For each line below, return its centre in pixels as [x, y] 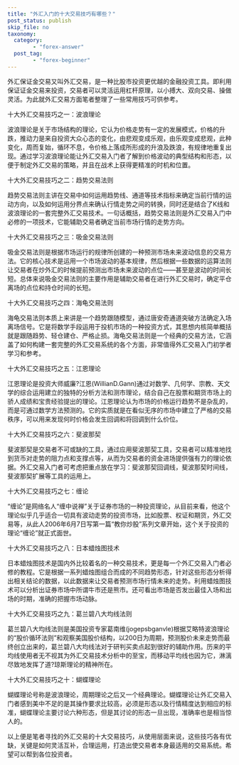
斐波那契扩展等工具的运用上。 [51, 476]
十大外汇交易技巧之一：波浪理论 [54, 114]
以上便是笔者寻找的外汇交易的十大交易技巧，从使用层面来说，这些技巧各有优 [119, 736]
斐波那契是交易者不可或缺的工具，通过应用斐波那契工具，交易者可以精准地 [116, 449]
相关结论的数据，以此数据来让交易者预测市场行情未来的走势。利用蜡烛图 [119, 581]
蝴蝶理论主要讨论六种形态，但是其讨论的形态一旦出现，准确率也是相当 [122, 712]
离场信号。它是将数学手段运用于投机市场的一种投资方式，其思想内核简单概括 [119, 326]
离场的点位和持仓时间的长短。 [51, 287]
